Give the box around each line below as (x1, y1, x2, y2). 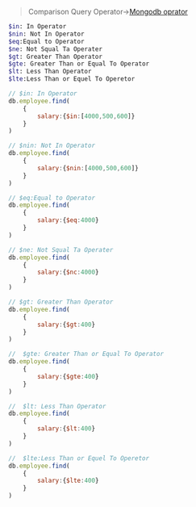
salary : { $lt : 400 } (37, 425, 95, 433)
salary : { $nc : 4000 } (37, 268, 99, 277)
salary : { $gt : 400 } (37, 321, 95, 329)
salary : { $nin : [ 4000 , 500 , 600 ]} (37, 164, 139, 172)
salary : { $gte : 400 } (37, 372, 99, 380)
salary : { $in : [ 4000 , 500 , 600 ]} (37, 112, 136, 120)
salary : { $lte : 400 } (37, 476, 99, 485)
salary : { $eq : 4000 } (37, 216, 99, 224)
